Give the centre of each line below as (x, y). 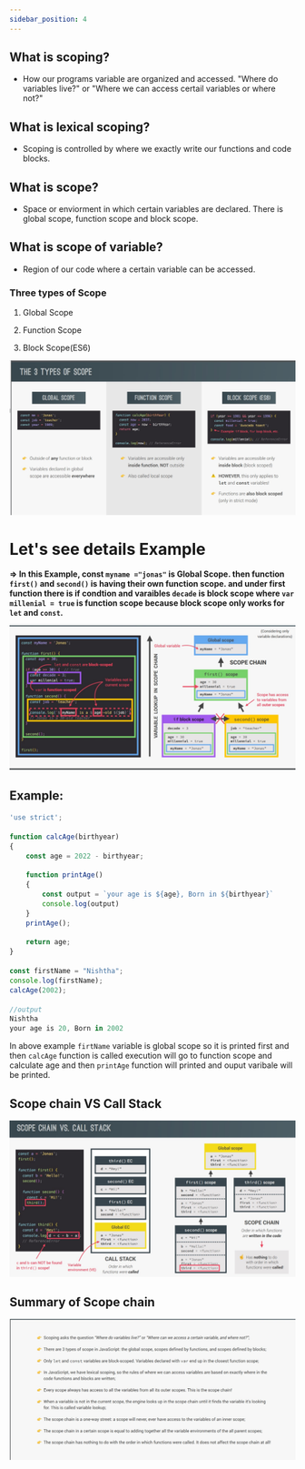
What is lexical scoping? (80, 127)
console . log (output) (81, 904)
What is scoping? (60, 58)
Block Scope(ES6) (56, 348)
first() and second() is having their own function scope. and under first (148, 584)
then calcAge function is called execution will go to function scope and (141, 1056)
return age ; (48, 942)
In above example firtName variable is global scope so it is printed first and (149, 1046)
